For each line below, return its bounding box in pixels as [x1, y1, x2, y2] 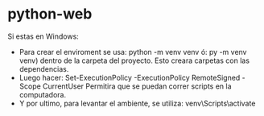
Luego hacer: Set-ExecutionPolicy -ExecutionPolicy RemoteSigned [19, 72, 241, 82]
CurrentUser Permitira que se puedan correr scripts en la [42, 81, 232, 91]
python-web [7, 5, 93, 23]
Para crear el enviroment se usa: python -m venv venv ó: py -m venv [19, 47, 247, 56]
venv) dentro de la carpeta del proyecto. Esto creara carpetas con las [19, 56, 250, 65]
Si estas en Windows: [7, 31, 80, 41]
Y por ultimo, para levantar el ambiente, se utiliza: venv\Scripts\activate [19, 98, 256, 108]
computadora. [19, 89, 66, 99]
